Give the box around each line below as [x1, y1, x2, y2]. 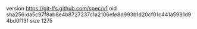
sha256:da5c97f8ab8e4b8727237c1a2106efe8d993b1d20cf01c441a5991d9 [6, 11, 192, 18]
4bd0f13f [6, 17, 29, 24]
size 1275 [29, 17, 53, 24]
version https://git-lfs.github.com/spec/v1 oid [6, 5, 117, 12]
